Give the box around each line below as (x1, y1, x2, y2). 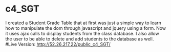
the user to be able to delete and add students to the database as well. (5, 36, 154, 42)
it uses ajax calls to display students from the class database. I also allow (5, 30, 160, 36)
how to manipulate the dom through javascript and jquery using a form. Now (5, 25, 166, 31)
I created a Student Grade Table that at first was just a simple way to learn (5, 20, 161, 26)
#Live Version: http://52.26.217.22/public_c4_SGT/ (5, 41, 111, 47)
